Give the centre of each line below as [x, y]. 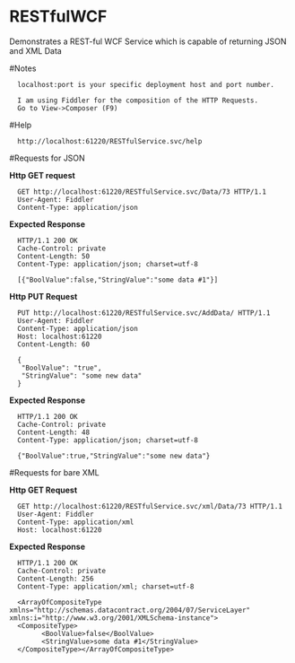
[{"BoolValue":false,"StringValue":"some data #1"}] [118, 280]
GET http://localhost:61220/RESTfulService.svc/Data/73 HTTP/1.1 [142, 192]
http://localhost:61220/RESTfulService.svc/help [110, 141]
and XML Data [36, 50]
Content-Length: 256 [56, 579]
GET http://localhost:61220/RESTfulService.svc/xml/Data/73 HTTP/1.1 [150, 506]
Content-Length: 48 [54, 432]
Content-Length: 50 [54, 256]
